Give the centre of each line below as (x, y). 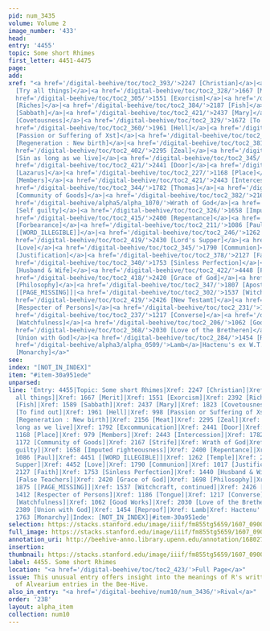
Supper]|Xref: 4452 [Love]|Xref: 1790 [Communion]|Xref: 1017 (122, 465)
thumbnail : (27, 555)
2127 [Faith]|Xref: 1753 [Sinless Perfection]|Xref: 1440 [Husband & (134, 472)
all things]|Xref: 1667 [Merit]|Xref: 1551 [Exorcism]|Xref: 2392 (129, 398)
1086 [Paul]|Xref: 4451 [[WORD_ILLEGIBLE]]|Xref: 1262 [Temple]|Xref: (136, 457)
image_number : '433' (43, 31)
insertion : (27, 547)
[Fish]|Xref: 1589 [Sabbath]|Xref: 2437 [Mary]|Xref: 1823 (117, 405)
